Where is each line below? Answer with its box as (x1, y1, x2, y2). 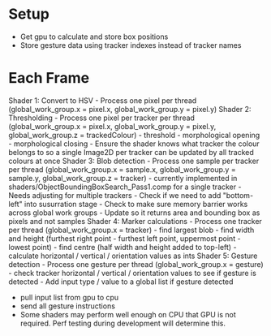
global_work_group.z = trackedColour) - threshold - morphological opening (8, 130, 260, 140)
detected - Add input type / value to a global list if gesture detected (8, 277, 234, 286)
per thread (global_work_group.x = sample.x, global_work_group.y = (8, 164, 237, 174)
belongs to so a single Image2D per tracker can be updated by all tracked (8, 147, 254, 157)
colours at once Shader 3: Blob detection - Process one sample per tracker (8, 156, 260, 166)
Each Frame (8, 69, 90, 88)
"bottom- (222, 190, 254, 200)
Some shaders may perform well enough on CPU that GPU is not (19, 309, 237, 319)
